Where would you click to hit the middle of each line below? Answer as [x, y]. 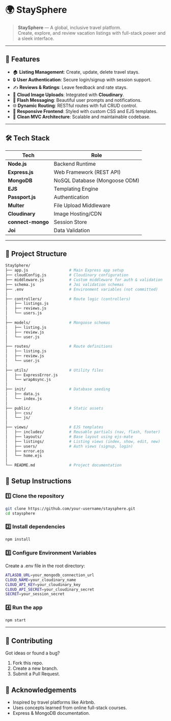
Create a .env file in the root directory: [45, 566]
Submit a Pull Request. [36, 674]
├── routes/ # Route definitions [59, 346]
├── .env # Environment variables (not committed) [82, 289]
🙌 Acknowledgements [41, 690]
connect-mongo [28, 222]
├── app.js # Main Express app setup [65, 271]
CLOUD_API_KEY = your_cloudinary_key [43, 584]
